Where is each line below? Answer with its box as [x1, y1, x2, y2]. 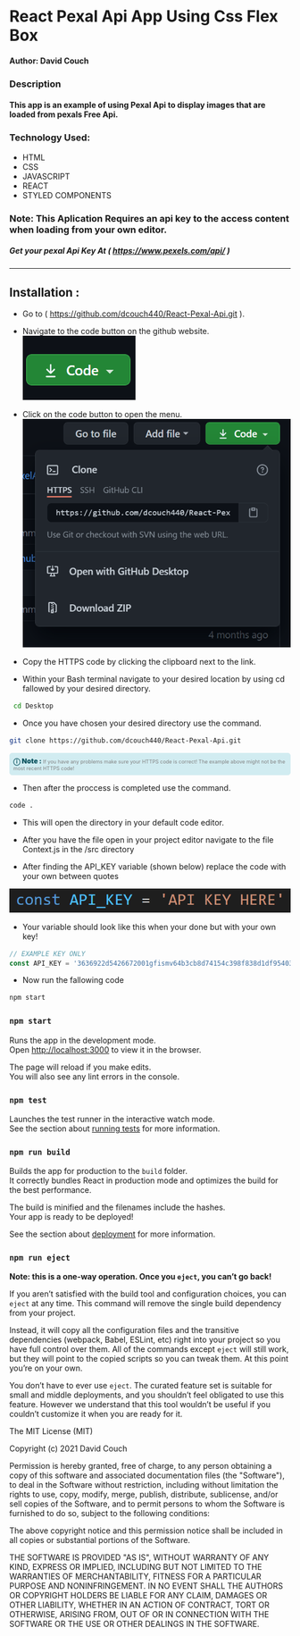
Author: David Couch [9, 55, 89, 66]
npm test [9, 1095, 47, 1105]
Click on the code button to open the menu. [21, 409, 183, 420]
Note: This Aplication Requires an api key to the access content [9, 212, 290, 224]
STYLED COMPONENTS [21, 189, 112, 200]
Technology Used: [9, 131, 91, 144]
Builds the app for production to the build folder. [9, 1166, 188, 1177]
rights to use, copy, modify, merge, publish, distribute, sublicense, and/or [9, 1489, 279, 1500]
